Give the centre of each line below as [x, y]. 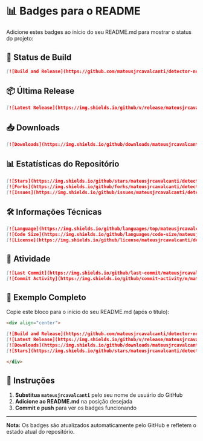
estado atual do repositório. [40, 432]
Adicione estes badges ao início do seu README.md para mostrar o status [99, 32]
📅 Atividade [28, 259]
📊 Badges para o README [73, 11]
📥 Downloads [33, 127]
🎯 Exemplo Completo [46, 297]
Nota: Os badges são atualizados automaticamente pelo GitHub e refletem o [101, 425]
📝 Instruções [31, 380]
